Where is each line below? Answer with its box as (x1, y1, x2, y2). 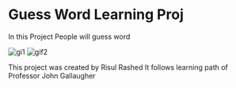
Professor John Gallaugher (8, 71, 97, 80)
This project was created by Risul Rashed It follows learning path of (8, 62, 228, 72)
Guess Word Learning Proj (8, 6, 184, 24)
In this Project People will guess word (8, 32, 131, 41)
